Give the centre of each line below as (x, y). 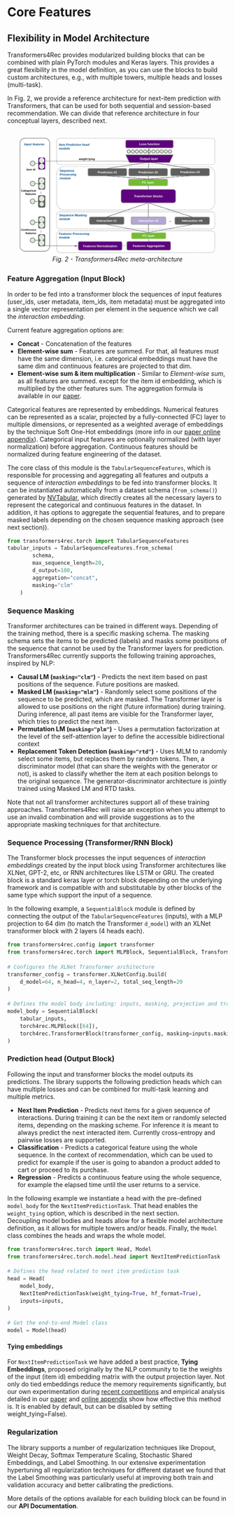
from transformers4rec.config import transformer (81, 945)
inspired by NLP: (31, 663)
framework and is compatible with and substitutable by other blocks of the (114, 888)
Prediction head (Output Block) (61, 1059)
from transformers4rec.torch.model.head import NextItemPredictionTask (114, 1257)
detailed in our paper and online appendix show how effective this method (114, 1399)
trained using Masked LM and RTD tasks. (77, 788)
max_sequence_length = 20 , (69, 563)
